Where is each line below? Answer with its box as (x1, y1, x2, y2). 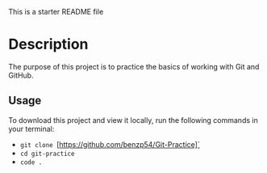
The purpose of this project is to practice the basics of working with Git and (8, 61, 260, 71)
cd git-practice (19, 150, 75, 158)
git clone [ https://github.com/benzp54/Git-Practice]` (19, 139, 200, 149)
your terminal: (8, 124, 55, 133)
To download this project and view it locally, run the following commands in (8, 115, 258, 124)
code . (19, 158, 43, 167)
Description (8, 36, 89, 53)
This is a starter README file (8, 7, 104, 16)
